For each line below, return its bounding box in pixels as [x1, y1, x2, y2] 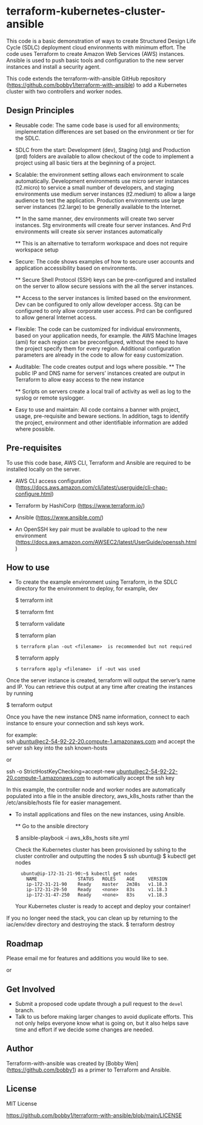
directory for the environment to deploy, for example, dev [15, 585, 159, 592]
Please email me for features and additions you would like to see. [6, 955, 168, 962]
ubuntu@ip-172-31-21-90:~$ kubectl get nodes [21, 870, 138, 877]
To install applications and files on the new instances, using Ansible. [15, 811, 185, 818]
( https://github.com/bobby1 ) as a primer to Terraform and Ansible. [6, 1066, 171, 1073]
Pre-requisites [6, 443, 62, 453]
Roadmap [6, 939, 44, 949]
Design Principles [6, 105, 75, 116]
